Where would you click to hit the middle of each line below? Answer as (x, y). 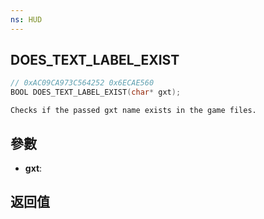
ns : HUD (26, 19)
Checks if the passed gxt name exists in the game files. (133, 111)
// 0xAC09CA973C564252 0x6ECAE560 (82, 83)
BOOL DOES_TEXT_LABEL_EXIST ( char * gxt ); (96, 92)
